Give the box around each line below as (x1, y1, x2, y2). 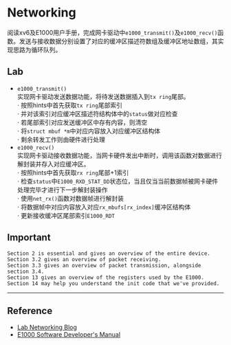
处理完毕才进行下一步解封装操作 (16, 186, 108, 194)
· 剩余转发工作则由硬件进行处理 (16, 135, 105, 144)
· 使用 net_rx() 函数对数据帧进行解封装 (16, 194, 124, 202)
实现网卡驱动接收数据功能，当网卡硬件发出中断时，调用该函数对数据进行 (16, 151, 222, 159)
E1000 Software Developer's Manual (16, 331, 121, 339)
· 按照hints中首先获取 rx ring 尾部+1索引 (16, 168, 129, 177)
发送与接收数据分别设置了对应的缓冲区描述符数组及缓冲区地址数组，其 (19, 36, 218, 45)
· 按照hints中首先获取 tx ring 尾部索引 (16, 101, 122, 109)
